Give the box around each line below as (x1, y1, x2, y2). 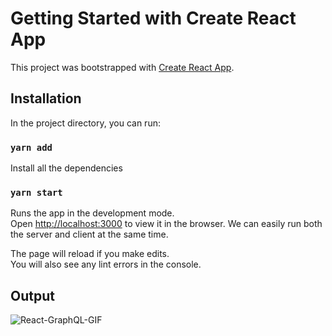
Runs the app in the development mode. (10, 207, 175, 219)
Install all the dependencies (10, 162, 123, 174)
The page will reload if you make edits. (10, 248, 170, 260)
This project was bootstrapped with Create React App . (10, 61, 235, 73)
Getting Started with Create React (10, 7, 297, 30)
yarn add (10, 142, 53, 153)
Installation (10, 90, 82, 107)
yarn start (10, 187, 63, 198)
